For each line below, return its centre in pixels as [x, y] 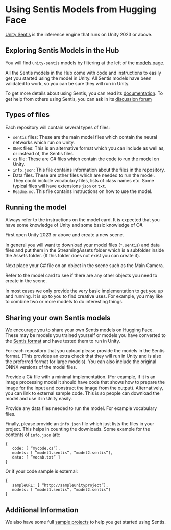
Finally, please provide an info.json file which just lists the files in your [80, 424]
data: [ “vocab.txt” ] [36, 457]
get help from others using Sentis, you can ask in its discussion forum [79, 99]
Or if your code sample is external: [42, 471]
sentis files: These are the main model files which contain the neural [85, 137]
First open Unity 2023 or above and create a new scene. [65, 235]
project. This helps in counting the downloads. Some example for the [78, 429]
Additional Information [42, 510]
